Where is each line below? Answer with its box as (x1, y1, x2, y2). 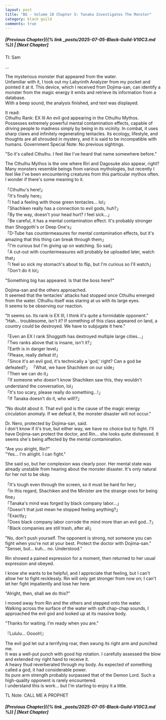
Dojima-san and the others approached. (5, 287, 87, 293)
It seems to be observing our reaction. (5, 303, 83, 309)
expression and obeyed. (5, 560, 55, 567)
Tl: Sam (5, 54, 21, 60)
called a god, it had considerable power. (5, 667, 87, 673)
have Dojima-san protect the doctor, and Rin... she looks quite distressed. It (5, 431, 159, 437)
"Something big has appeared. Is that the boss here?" (5, 277, 115, 283)
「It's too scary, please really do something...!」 (5, 389, 103, 395)
